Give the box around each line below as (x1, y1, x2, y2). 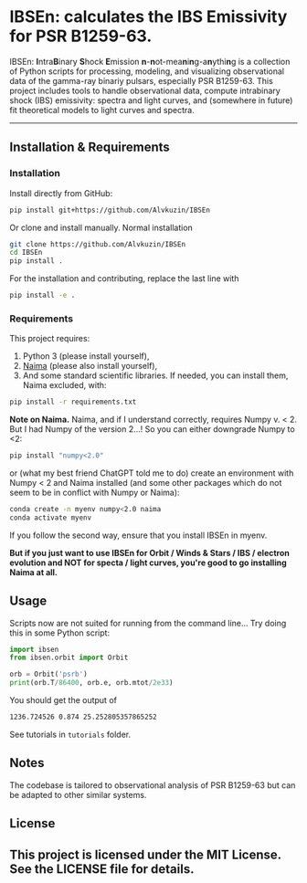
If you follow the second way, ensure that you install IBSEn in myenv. (9, 530, 268, 541)
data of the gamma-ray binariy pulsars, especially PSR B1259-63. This (9, 75, 274, 86)
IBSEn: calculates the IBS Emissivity (9, 6, 288, 27)
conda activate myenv (9, 513, 92, 522)
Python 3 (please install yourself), (22, 351, 150, 362)
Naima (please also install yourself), (22, 361, 158, 372)
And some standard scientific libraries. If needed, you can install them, (22, 370, 289, 381)
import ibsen (9, 645, 59, 654)
